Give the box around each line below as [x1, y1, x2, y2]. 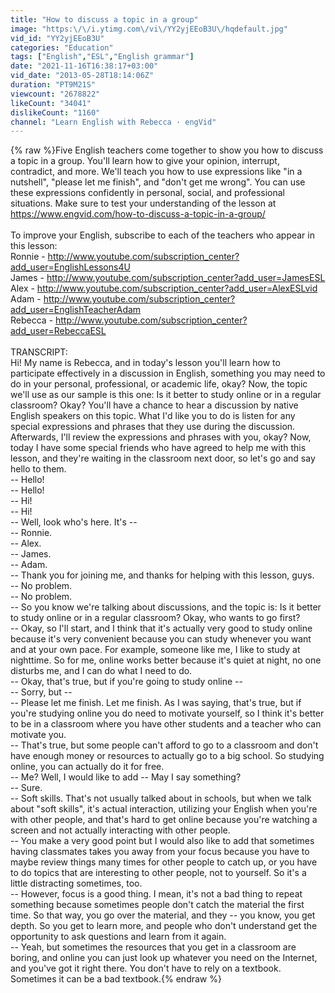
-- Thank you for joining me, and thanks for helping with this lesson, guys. [10, 569, 315, 581]
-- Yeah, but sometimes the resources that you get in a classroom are [10, 941, 297, 953]
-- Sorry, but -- [10, 686, 73, 698]
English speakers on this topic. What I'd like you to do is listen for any [10, 410, 296, 422]
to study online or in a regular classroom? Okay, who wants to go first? [10, 612, 301, 624]
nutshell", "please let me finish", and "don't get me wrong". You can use [10, 176, 306, 188]
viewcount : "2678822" [10, 89, 101, 99]
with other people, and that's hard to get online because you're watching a [10, 814, 318, 826]
